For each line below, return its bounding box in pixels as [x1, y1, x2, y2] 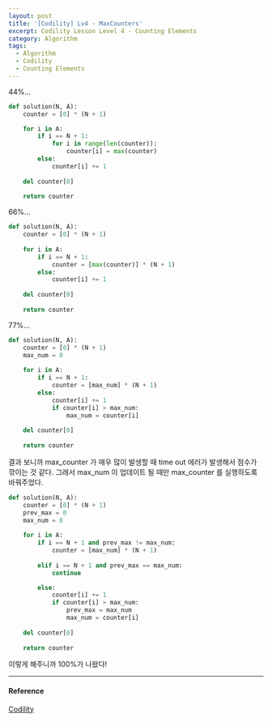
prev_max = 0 [23, 508, 67, 517]
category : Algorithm [8, 34, 79, 43]
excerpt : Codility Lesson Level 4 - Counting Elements [8, 27, 198, 35]
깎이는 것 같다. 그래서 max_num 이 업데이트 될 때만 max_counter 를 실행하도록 [8, 467, 257, 476]
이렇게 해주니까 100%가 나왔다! [8, 660, 108, 669]
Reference [8, 686, 45, 695]
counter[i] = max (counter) [66, 147, 158, 156]
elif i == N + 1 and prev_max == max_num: [37, 561, 183, 570]
